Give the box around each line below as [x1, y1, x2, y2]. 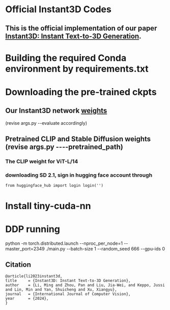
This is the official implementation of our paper [5, 24, 157, 33]
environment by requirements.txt [5, 63, 149, 74]
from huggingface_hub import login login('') [5, 183, 103, 188]
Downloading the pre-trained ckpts [5, 86, 157, 98]
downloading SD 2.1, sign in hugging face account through [5, 172, 153, 179]
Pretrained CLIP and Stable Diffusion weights [5, 135, 151, 144]
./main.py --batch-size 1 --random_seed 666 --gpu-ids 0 [45, 245, 165, 251]
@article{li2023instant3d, [5, 274, 63, 279]
